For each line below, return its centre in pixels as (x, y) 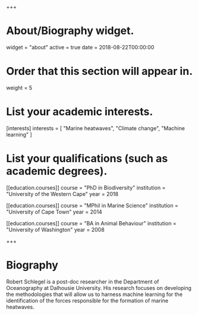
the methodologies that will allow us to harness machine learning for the (95, 294)
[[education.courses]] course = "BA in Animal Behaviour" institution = (91, 223)
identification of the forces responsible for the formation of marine (87, 300)
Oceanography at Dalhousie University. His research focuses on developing (99, 288)
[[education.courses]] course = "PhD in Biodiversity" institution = (86, 187)
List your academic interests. (80, 112)
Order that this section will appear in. (100, 71)
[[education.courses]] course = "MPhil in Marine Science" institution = (92, 205)
